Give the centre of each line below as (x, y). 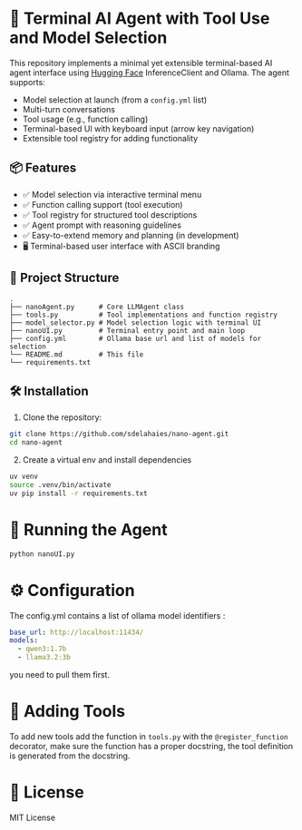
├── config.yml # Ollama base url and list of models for (135, 338)
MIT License (33, 817)
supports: (27, 82)
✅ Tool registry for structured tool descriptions (110, 215)
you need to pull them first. (60, 674)
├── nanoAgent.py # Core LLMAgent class (97, 307)
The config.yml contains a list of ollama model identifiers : (117, 615)
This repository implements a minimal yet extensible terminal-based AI (141, 63)
